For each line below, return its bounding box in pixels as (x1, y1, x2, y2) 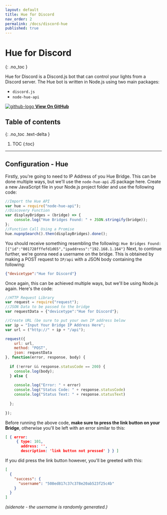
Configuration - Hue (5, 160, 69, 169)
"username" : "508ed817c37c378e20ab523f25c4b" (18, 481, 114, 486)
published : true (5, 26, 39, 31)
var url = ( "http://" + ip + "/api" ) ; (5, 327, 85, 332)
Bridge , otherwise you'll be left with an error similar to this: (5, 425, 125, 431)
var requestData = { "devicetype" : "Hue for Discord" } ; (5, 309, 119, 314)
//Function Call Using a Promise (5, 227, 75, 232)
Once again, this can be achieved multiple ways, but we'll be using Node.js (5, 280, 159, 286)
